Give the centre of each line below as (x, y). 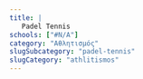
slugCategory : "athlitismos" (64, 60)
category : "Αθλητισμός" (54, 43)
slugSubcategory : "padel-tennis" (72, 52)
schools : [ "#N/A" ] (44, 35)
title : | (26, 18)
